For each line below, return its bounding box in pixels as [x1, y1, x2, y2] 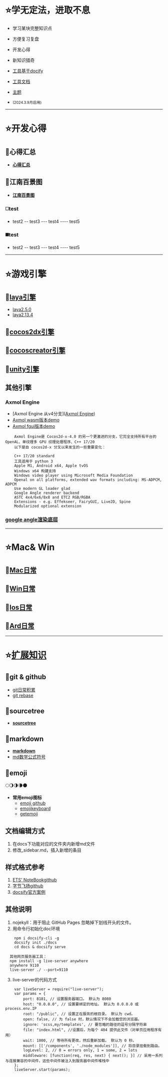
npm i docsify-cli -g [14, 935, 59, 941]
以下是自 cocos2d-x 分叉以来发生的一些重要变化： [14, 445, 106, 450]
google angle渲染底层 [5, 516, 58, 523]
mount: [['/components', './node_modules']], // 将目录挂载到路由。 [23, 1043, 162, 1048]
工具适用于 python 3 [14, 459, 53, 464]
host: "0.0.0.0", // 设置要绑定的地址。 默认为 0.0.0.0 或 [23, 1001, 139, 1007]
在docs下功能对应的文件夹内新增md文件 [12, 841, 95, 847]
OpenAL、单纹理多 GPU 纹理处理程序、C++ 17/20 [5, 439, 95, 445]
